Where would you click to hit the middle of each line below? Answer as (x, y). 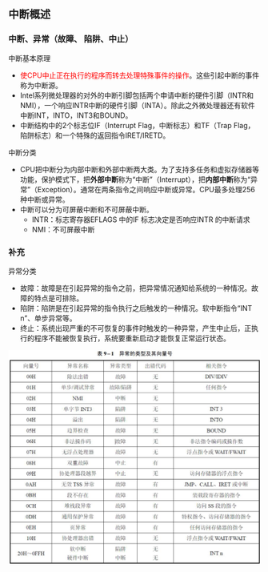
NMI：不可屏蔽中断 (63, 229)
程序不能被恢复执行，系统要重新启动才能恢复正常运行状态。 (132, 338)
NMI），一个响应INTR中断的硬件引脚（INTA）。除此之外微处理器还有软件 (137, 105)
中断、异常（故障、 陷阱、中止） (71, 39)
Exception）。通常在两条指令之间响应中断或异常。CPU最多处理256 (146, 189)
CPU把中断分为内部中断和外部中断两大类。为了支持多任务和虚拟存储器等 (140, 169)
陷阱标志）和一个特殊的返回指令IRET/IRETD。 (95, 135)
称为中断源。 (41, 85)
